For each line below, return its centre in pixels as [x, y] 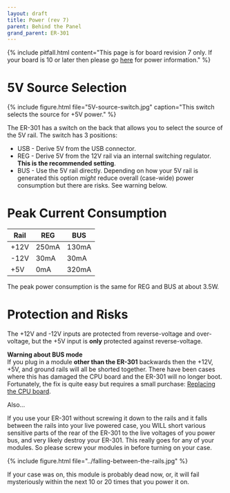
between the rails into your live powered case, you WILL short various [106, 426]
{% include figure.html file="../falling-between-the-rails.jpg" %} [98, 461]
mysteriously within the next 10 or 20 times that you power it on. [98, 482]
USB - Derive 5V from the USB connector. [76, 149]
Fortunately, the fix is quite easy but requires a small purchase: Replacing [111, 384]
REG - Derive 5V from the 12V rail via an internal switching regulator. [114, 156]
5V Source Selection [67, 88]
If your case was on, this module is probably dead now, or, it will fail [103, 474]
